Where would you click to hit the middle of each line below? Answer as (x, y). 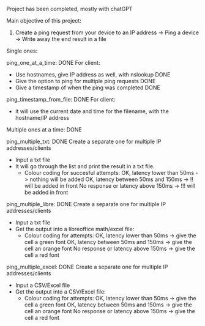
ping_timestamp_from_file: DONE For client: (61, 99)
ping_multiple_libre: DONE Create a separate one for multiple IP (86, 204)
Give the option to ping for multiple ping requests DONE (85, 81)
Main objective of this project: (44, 20)
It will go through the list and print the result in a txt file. (85, 166)
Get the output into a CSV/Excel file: (60, 292)
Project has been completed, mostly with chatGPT (69, 9)
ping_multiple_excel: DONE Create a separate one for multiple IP (87, 267)
